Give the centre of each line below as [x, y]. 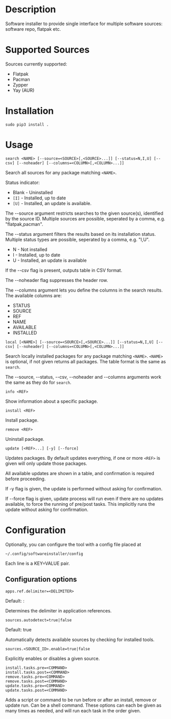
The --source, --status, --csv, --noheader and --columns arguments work [83, 377]
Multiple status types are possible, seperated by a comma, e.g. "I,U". [77, 239]
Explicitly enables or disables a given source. [53, 658]
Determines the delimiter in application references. [58, 610]
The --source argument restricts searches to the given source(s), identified [84, 213]
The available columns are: [34, 295]
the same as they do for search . [38, 382]
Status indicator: [22, 182]
